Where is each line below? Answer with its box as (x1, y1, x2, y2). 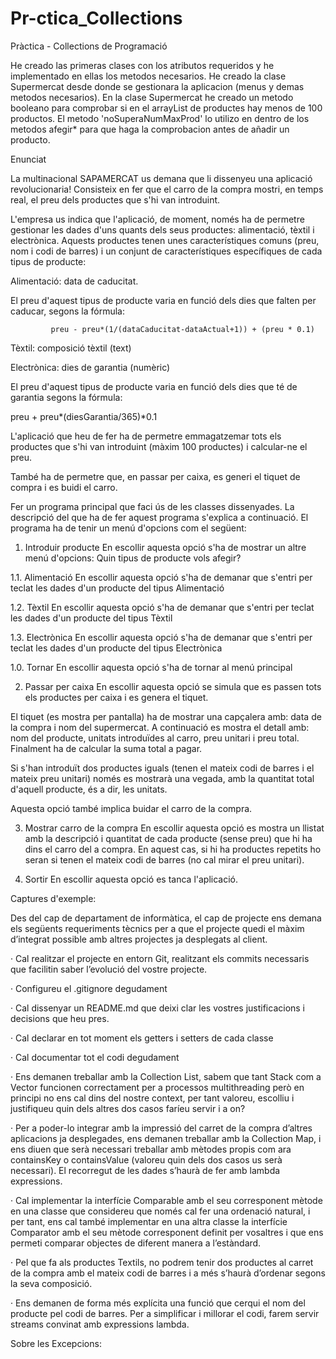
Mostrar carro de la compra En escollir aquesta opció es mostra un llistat (24, 822, 325, 834)
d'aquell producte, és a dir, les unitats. (10, 783, 168, 795)
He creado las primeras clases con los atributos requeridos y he (10, 59, 275, 71)
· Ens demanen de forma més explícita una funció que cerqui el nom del (10, 1297, 306, 1309)
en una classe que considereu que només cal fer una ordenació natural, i (10, 1205, 311, 1217)
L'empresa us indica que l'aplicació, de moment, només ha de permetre (10, 213, 305, 225)
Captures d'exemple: (10, 892, 97, 904)
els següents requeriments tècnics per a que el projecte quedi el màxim (10, 922, 305, 934)
